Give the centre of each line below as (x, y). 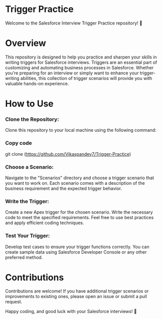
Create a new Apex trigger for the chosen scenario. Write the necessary (79, 212)
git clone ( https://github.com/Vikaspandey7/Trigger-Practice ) (68, 154)
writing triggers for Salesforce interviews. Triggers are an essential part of (81, 62)
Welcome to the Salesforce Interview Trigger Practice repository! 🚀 (74, 23)
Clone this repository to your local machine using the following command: (81, 130)
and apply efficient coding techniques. (45, 223)
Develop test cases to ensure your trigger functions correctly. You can (77, 247)
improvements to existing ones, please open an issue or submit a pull (76, 297)
